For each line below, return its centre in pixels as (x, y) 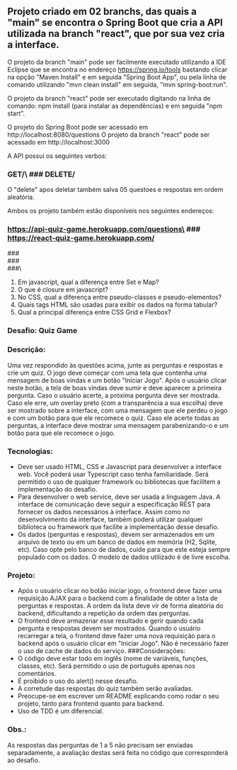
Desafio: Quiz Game (42, 331)
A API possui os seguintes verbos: (57, 156)
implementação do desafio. (57, 489)
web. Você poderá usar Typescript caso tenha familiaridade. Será (113, 474)
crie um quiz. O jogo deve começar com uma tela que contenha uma (107, 373)
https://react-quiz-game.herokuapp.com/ (81, 238)
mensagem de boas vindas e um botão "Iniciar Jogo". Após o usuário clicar (117, 380)
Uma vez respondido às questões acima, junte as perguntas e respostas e (115, 365)
